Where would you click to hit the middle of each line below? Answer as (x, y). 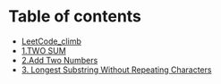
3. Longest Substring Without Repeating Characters (116, 70)
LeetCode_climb (51, 41)
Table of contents (75, 17)
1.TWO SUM (43, 50)
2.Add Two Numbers (59, 60)
